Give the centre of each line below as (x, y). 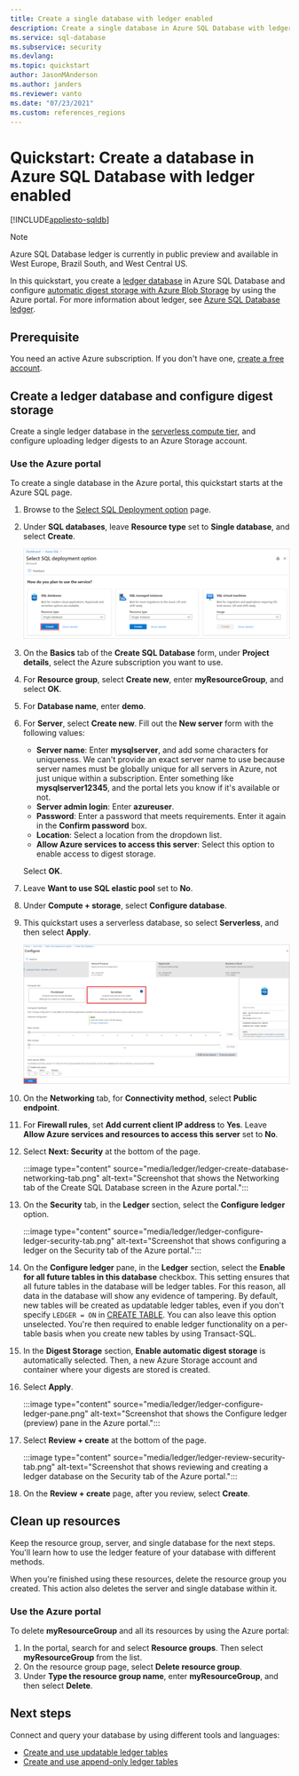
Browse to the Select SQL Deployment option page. (117, 510)
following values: (54, 733)
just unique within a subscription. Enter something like (135, 778)
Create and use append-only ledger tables (100, 1761)
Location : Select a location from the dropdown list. (129, 835)
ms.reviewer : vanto (46, 93)
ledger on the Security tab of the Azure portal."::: (112, 1250)
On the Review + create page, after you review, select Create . (137, 1493)
